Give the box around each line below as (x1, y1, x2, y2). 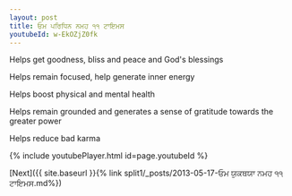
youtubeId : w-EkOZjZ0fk (9, 30, 99, 38)
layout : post (9, 13, 58, 22)
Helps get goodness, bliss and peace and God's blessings (9, 55, 224, 65)
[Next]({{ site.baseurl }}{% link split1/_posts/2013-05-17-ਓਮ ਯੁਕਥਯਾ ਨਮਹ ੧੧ (9, 167, 284, 179)
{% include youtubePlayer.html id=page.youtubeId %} (9, 150, 209, 161)
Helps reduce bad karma (9, 133, 101, 144)
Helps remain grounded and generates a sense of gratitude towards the (9, 107, 274, 117)
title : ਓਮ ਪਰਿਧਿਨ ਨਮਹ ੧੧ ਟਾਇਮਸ (9, 21, 125, 30)
